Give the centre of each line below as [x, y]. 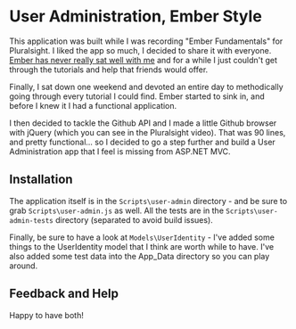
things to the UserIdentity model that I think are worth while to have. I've [142, 246]
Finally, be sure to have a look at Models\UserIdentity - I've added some [142, 237]
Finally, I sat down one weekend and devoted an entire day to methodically [146, 86]
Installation [41, 180]
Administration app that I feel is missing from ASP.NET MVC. [120, 151]
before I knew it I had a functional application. [93, 105]
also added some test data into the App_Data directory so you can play [140, 256]
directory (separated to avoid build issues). [134, 219]
